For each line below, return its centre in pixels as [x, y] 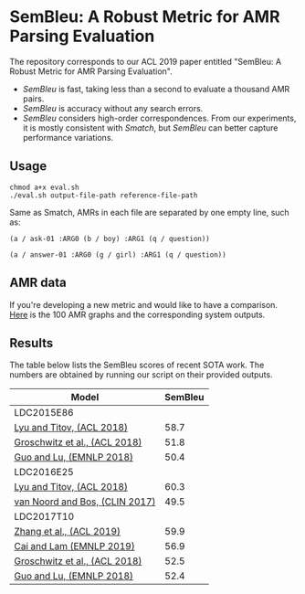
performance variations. [68, 137]
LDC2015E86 [44, 413]
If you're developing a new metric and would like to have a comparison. [144, 304]
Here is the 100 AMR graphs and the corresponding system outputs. [137, 314]
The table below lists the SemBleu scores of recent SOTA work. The [137, 365]
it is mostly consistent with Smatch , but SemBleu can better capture [150, 127]
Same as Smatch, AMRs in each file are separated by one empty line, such [149, 212]
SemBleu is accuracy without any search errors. [113, 108]
